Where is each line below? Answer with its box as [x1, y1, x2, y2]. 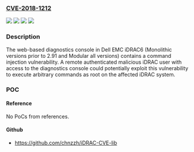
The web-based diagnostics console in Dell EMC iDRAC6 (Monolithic [6, 46, 172, 53]
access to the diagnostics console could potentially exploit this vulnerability [6, 64, 189, 71]
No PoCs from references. [6, 113, 69, 120]
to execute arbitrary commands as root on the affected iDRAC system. [6, 71, 176, 78]
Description [6, 33, 40, 41]
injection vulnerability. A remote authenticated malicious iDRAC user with [6, 58, 182, 65]
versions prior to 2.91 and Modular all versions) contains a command [6, 52, 172, 59]
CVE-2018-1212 [6, 4, 52, 12]
